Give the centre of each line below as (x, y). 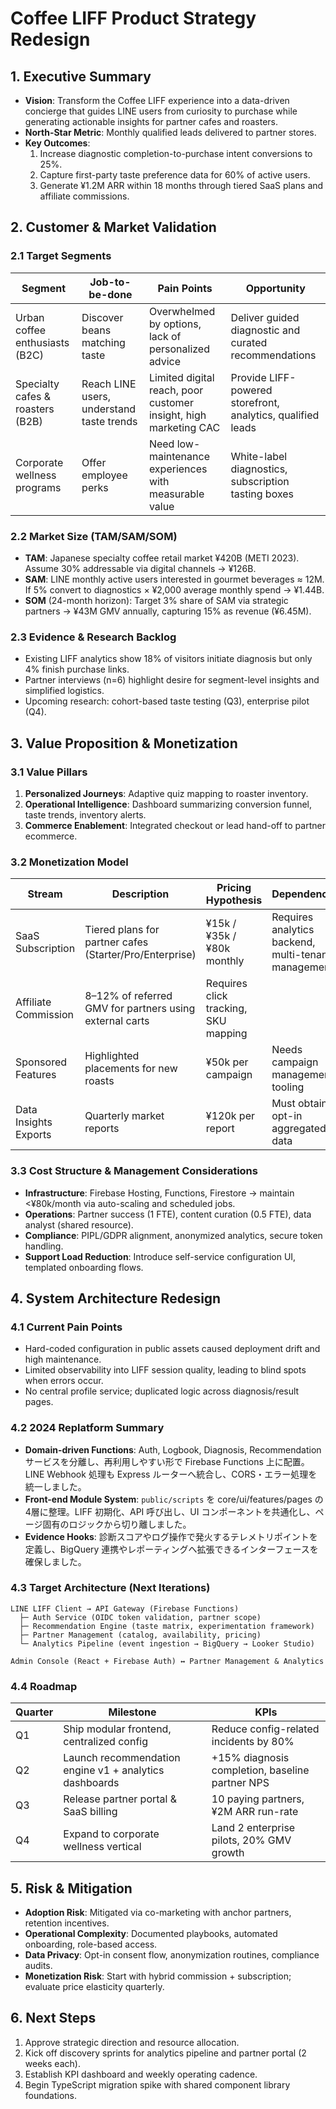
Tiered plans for (122, 930)
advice (165, 361)
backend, (293, 942)
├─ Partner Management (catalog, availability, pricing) (140, 1635)
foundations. (51, 2095)
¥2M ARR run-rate (255, 1812)
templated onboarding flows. (84, 1267)
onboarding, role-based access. (91, 1944)
